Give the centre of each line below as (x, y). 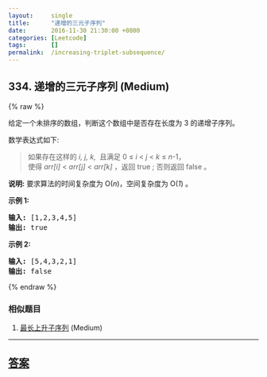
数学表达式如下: (34, 139)
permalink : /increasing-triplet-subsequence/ (87, 52)
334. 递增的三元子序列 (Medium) (89, 87)
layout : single (41, 16)
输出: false (30, 271)
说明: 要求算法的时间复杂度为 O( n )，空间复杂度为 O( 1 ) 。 (101, 183)
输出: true (28, 227)
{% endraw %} (33, 286)
